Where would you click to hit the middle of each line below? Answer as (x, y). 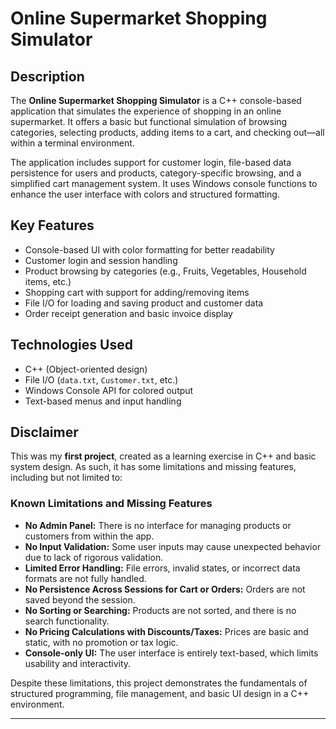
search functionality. (67, 621)
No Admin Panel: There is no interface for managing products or (158, 525)
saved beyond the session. (80, 599)
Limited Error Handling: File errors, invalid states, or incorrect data (162, 568)
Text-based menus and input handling (103, 401)
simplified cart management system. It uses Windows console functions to (164, 183)
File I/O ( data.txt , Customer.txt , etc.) (101, 379)
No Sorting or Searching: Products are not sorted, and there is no (160, 610)
